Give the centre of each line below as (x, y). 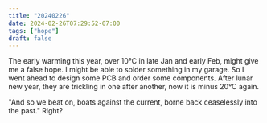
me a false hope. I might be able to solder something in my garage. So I (126, 70)
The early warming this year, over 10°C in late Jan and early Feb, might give (133, 61)
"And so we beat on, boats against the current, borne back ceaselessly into (133, 102)
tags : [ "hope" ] (34, 31)
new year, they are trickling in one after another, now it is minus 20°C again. (134, 87)
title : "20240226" (39, 16)
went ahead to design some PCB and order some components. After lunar (131, 78)
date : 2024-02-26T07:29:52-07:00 (64, 23)
